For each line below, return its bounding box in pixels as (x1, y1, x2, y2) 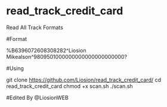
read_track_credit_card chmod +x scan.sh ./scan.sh (6, 82, 133, 90)
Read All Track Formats (6, 24, 64, 31)
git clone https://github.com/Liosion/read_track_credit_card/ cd (6, 76, 162, 83)
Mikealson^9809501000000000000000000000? (6, 53, 127, 60)
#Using (6, 64, 24, 72)
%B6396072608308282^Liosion (6, 46, 86, 54)
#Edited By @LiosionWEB (6, 94, 69, 101)
